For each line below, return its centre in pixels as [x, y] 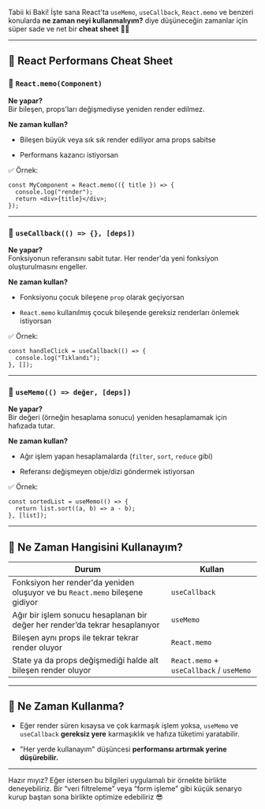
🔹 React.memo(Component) [55, 83]
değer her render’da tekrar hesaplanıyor [86, 625]
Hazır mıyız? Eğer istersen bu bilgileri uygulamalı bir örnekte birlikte [118, 780]
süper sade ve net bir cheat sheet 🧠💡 [69, 29]
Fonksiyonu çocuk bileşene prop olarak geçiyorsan [102, 297]
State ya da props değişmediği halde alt [86, 660]
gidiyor [25, 603]
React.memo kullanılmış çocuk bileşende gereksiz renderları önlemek [129, 312]
